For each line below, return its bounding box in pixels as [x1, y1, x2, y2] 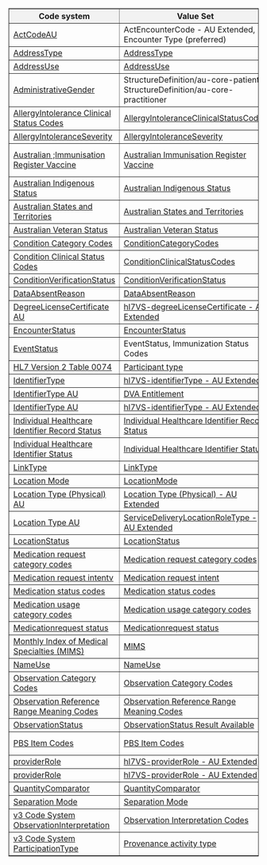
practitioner [123, 95, 167, 105]
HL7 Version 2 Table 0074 [13, 362, 113, 372]
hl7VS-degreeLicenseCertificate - [123, 301, 254, 312]
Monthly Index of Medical [13, 636, 109, 646]
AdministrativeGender [13, 84, 95, 95]
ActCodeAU [13, 29, 57, 40]
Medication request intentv [13, 572, 114, 583]
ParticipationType [13, 843, 79, 854]
